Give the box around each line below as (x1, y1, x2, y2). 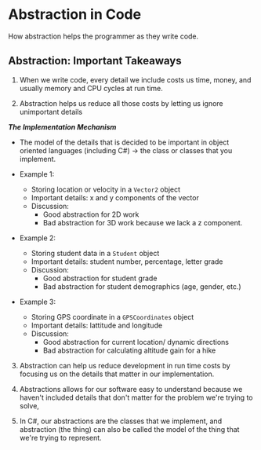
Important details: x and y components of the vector (31, 192, 200, 202)
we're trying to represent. (19, 433, 102, 442)
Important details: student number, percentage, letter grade (31, 257, 223, 266)
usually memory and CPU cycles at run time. (19, 83, 163, 93)
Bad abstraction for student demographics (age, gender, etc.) (42, 281, 241, 291)
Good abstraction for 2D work (42, 210, 140, 219)
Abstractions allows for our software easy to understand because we (19, 384, 243, 393)
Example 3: (19, 297, 56, 306)
